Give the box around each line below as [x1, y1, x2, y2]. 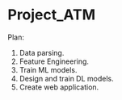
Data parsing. [19, 48, 65, 57]
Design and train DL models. [19, 73, 114, 83]
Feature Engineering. [19, 56, 90, 66]
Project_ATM [7, 6, 96, 24]
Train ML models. [19, 65, 78, 74]
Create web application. [19, 82, 99, 92]
